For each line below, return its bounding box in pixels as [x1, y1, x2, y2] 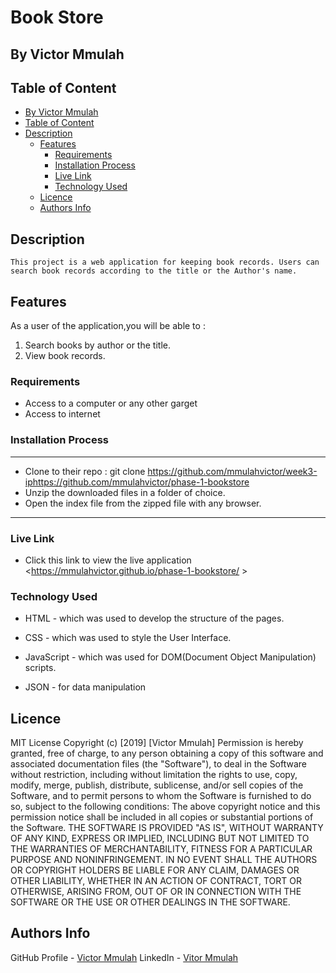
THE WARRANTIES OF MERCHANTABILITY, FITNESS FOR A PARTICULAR [10, 843, 313, 855]
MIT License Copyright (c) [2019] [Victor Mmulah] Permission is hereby [10, 737, 304, 749]
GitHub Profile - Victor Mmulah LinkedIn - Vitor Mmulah [10, 951, 239, 963]
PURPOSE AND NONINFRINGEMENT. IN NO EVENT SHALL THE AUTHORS [10, 854, 318, 866]
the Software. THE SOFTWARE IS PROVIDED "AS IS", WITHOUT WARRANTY [10, 822, 324, 834]
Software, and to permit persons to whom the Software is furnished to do [10, 790, 312, 802]
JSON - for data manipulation [24, 681, 147, 693]
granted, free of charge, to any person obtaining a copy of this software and [10, 747, 324, 760]
